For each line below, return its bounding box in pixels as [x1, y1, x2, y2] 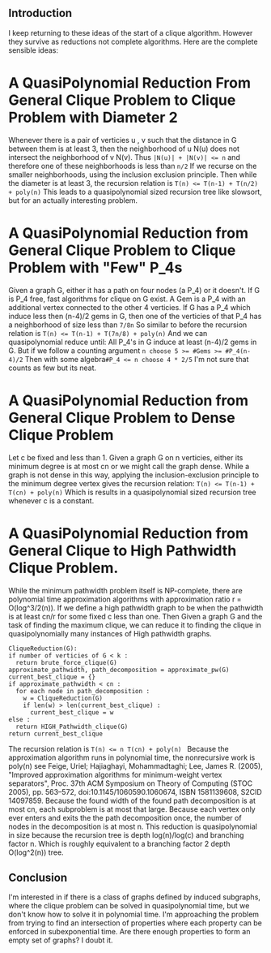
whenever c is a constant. [8, 495, 95, 506]
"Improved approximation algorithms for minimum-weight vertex [8, 770, 222, 779]
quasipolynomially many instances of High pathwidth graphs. [8, 628, 212, 638]
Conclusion [8, 870, 68, 884]
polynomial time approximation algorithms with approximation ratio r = [8, 594, 242, 604]
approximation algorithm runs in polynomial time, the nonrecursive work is [8, 752, 256, 762]
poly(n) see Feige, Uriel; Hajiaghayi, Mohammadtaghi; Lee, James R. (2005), [8, 761, 263, 770]
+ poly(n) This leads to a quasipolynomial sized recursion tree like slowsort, [8, 187, 263, 196]
